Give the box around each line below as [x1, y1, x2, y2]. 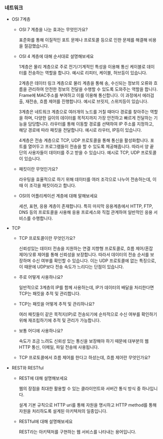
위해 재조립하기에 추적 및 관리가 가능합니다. [18, 318, 101, 324]
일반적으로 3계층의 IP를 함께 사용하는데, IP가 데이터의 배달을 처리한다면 [18, 285, 154, 290]
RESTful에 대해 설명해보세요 [18, 419, 73, 424]
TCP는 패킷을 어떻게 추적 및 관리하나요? [18, 301, 95, 307]
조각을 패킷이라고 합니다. [29, 183, 76, 189]
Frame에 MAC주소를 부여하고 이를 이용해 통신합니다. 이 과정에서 [18, 93, 142, 98]
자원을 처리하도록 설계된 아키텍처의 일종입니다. [18, 408, 108, 414]
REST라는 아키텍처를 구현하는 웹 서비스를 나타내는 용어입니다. [18, 429, 137, 435]
